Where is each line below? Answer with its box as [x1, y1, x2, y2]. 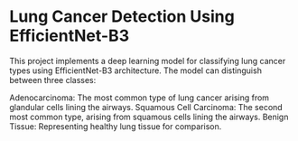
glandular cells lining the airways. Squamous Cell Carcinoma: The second [9, 101, 283, 112]
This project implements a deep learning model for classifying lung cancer [9, 55, 286, 66]
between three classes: [9, 74, 97, 85]
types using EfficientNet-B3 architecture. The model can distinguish [9, 65, 262, 76]
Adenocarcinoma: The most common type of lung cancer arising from [9, 92, 269, 103]
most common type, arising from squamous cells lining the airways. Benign [9, 111, 289, 122]
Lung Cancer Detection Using [9, 6, 235, 27]
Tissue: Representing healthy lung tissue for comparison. [9, 120, 222, 132]
